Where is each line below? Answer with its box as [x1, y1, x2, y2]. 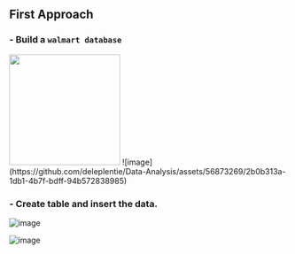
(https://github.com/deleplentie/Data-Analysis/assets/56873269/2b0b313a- [9, 165, 286, 176]
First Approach [9, 7, 94, 22]
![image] [121, 157, 153, 167]
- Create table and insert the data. [9, 197, 158, 210]
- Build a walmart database [9, 34, 122, 46]
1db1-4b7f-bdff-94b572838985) [9, 175, 128, 186]
